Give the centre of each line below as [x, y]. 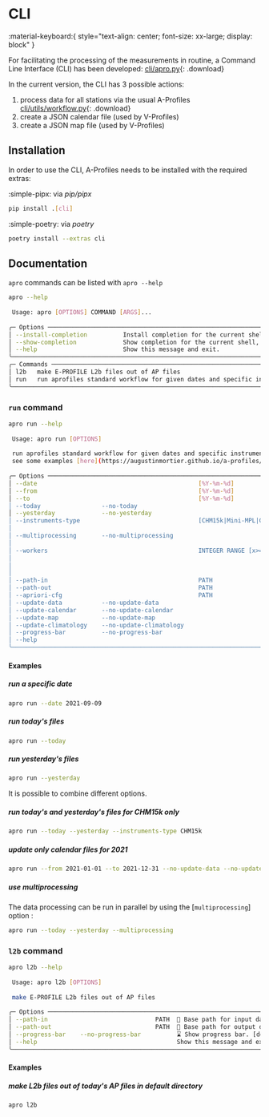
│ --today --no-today [73, 506]
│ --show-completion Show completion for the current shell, [134, 342]
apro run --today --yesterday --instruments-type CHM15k [105, 831]
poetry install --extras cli [57, 238]
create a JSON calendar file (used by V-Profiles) [99, 116]
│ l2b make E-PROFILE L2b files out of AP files [94, 372]
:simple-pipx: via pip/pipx [50, 194]
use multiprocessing [43, 887]
